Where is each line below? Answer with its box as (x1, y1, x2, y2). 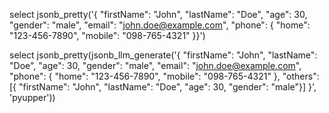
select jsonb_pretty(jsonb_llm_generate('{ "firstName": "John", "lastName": (9, 49, 318, 61)
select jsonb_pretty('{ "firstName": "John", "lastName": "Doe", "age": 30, (9, 9, 308, 20)
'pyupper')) (9, 92, 56, 103)
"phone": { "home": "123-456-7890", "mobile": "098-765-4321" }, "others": (9, 70, 320, 82)
